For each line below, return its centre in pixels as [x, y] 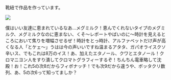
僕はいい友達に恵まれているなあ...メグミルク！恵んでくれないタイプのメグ [83, 28]
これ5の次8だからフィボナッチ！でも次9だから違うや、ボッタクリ [92, 66]
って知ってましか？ [57, 72]
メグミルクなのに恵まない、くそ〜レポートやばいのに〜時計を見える [90, 34]
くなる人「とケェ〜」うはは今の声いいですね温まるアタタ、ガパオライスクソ [86, 47]
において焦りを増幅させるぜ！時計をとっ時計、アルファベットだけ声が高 [90, 41]
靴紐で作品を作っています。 [34, 7]
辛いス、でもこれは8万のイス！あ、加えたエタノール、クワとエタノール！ [82, 53]
